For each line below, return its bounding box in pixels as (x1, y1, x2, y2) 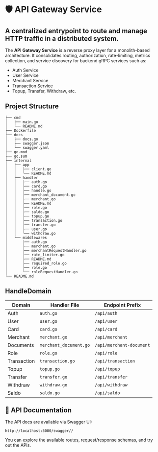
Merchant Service (12, 78, 49, 83)
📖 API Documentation (5, 406, 72, 414)
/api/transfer (95, 374, 128, 380)
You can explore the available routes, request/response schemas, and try (5, 437, 153, 443)
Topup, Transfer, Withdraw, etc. (12, 88, 76, 94)
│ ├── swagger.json (5, 141, 50, 146)
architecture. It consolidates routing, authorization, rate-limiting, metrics (5, 52, 151, 58)
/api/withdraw (95, 382, 128, 387)
